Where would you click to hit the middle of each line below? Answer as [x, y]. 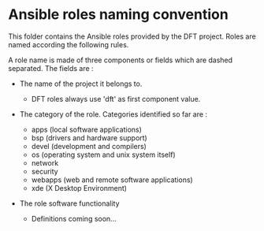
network [45, 162]
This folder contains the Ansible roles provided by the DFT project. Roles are [132, 36]
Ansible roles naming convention [118, 15]
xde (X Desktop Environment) [79, 188]
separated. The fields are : [51, 68]
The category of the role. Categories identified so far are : [113, 114]
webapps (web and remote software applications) [112, 180]
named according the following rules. [69, 44]
